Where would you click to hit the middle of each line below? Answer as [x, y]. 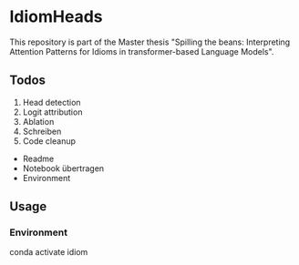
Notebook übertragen [63, 168]
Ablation [38, 121]
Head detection [52, 102]
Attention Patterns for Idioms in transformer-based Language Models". [142, 51]
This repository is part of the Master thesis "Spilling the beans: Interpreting [150, 42]
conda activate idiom [49, 252]
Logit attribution [52, 112]
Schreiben [42, 131]
